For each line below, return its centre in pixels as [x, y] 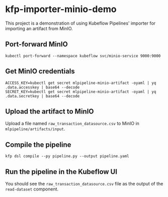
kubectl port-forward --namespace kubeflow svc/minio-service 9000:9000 [83, 56]
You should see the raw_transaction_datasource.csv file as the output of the [84, 184]
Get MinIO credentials [40, 71]
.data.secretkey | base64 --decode [43, 96]
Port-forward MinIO [36, 44]
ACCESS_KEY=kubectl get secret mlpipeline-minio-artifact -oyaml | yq [81, 83]
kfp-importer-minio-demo [61, 9]
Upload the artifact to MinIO [50, 111]
